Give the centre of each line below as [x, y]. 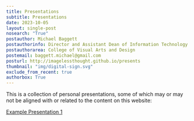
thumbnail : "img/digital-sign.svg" [50, 66]
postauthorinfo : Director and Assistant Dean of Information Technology [97, 45]
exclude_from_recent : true [39, 72]
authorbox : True [26, 77]
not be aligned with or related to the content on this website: [79, 100]
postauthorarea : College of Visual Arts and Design [71, 50]
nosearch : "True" [27, 34]
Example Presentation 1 [34, 112]
